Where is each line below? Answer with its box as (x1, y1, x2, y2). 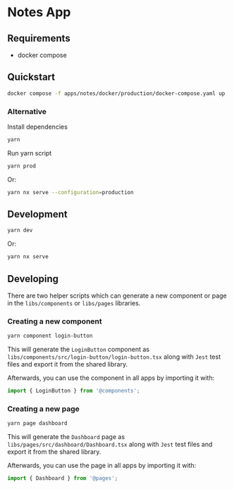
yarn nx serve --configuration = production (7, 189, 134, 196)
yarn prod (7, 163, 37, 170)
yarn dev (7, 227, 33, 234)
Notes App (7, 4, 71, 20)
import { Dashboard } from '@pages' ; (7, 475, 118, 482)
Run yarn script (7, 148, 52, 157)
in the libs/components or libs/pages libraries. (7, 298, 141, 307)
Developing (7, 272, 58, 285)
